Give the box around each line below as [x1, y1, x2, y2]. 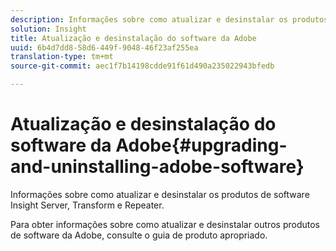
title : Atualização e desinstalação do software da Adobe [10, 33, 257, 43]
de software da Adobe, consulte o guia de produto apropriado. [10, 229, 268, 241]
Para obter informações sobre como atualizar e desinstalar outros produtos [10, 218, 320, 230]
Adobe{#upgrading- [115, 134, 288, 157]
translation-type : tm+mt [10, 52, 114, 62]
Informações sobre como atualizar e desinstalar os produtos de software [10, 188, 310, 200]
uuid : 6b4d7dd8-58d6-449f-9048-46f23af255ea [10, 42, 199, 53]
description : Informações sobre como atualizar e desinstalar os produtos [10, 14, 329, 25]
